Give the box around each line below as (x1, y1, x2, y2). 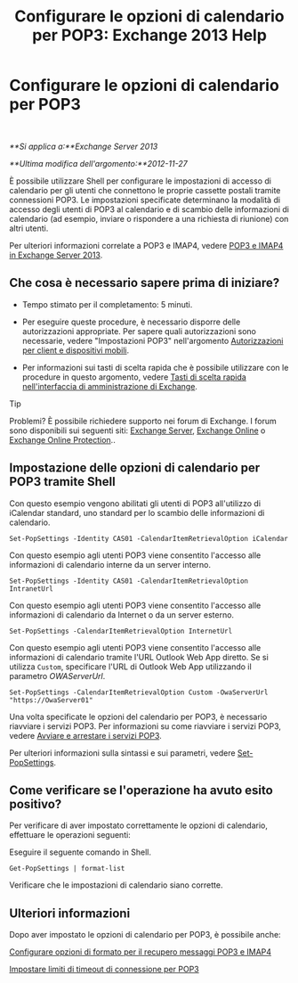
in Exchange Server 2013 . (9, 250, 103, 260)
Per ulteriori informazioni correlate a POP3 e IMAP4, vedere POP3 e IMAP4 (9, 240, 284, 250)
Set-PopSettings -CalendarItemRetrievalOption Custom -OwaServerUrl (9, 688, 269, 697)
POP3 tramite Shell (9, 474, 116, 489)
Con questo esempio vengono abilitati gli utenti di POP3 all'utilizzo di (9, 497, 261, 509)
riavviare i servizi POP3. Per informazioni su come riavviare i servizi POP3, (9, 720, 282, 732)
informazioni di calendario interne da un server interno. (9, 559, 212, 569)
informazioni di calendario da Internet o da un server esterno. (9, 609, 234, 620)
